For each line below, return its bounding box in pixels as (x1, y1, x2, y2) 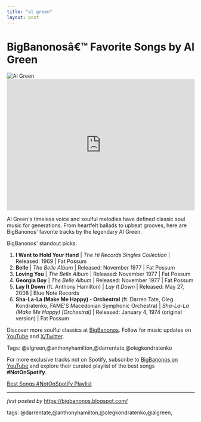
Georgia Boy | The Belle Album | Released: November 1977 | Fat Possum (15, 277, 194, 284)
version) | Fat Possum (15, 315, 69, 322)
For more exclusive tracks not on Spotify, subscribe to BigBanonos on (7, 356, 178, 363)
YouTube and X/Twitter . (7, 333, 64, 340)
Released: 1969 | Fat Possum (15, 258, 87, 265)
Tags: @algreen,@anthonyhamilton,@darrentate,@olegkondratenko (7, 344, 172, 351)
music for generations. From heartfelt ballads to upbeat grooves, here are (7, 222, 187, 229)
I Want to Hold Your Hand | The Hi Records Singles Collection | (15, 252, 171, 259)
